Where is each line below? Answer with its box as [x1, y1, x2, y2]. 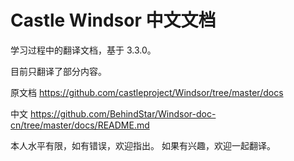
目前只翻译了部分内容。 [10, 65, 107, 77]
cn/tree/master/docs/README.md [10, 119, 150, 131]
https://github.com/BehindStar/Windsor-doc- [29, 107, 217, 120]
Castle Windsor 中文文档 [10, 9, 217, 32]
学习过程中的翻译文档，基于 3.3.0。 [10, 44, 157, 56]
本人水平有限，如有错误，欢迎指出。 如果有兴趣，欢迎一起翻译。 [10, 139, 276, 151]
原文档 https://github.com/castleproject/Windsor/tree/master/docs [10, 86, 284, 98]
